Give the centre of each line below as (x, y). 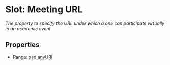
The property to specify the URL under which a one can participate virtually (85, 23)
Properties (22, 45)
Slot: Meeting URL (44, 9)
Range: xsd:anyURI (33, 57)
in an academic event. (29, 28)
